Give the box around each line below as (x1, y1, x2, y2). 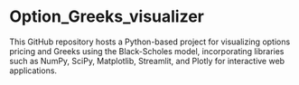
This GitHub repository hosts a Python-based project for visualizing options (9, 36, 291, 47)
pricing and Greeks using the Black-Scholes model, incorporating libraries (9, 45, 285, 56)
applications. (9, 65, 57, 76)
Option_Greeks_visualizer (9, 6, 205, 27)
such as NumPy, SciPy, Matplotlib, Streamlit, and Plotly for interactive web (9, 55, 285, 66)
